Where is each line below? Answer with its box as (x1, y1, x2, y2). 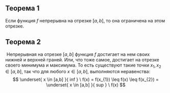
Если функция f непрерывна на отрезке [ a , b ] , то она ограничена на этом (5, 17, 165, 23)
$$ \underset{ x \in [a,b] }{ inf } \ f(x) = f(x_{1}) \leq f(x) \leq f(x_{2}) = (12, 76, 159, 83)
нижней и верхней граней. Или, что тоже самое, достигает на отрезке (5, 56, 159, 63)
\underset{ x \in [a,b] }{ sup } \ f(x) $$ (45, 82, 126, 88)
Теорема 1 (5, 4, 40, 13)
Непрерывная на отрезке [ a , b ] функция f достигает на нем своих (6, 51, 150, 57)
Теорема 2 (5, 38, 41, 46)
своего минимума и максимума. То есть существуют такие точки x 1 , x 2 (5, 62, 162, 69)
